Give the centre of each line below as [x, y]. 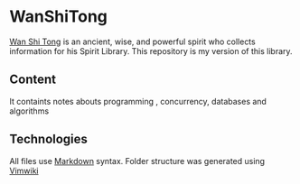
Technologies [49, 139]
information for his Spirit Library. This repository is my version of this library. [151, 51]
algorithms [29, 111]
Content [33, 80]
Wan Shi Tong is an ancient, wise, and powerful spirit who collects [132, 41]
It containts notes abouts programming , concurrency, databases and [138, 101]
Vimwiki [24, 170]
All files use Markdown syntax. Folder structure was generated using [137, 161]
